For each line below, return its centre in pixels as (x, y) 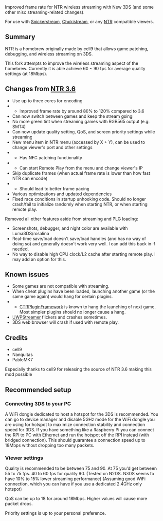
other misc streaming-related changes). (45, 12)
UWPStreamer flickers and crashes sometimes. (59, 317)
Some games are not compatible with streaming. (61, 286)
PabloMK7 (22, 360)
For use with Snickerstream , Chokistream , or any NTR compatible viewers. (80, 22)
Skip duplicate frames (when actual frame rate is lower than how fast (81, 173)
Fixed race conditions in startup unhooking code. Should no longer (79, 199)
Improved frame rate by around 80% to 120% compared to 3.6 (82, 111)
